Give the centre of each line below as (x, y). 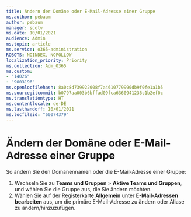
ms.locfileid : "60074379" (37, 114)
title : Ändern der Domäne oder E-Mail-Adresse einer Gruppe (81, 11)
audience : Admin (26, 38)
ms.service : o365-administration (47, 50)
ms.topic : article (28, 44)
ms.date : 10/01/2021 (31, 33)
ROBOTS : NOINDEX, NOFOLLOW (39, 55)
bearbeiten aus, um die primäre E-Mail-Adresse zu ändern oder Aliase (99, 202)
